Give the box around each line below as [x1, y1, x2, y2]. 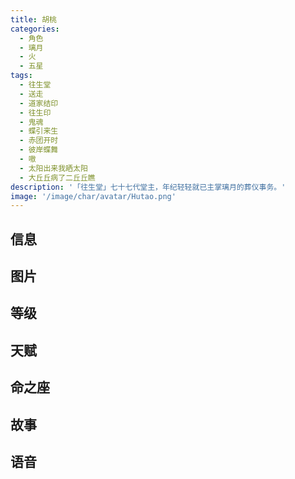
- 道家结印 [19, 98, 59, 108]
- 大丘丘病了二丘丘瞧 [19, 172, 96, 183]
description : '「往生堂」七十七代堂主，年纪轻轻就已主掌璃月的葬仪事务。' [10, 182, 287, 192]
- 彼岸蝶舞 [19, 145, 59, 155]
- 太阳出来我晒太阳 [19, 163, 88, 173]
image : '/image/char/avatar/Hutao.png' [10, 191, 177, 201]
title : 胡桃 [10, 14, 57, 25]
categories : [10, 24, 60, 34]
